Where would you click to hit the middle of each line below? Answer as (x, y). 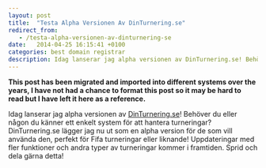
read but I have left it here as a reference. (77, 99)
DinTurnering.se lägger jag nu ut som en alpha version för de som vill (120, 130)
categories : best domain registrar (67, 52)
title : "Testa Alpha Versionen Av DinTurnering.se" (97, 23)
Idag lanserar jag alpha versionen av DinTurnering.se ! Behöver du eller (123, 114)
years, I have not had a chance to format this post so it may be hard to (125, 90)
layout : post (30, 15)
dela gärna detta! (36, 155)
